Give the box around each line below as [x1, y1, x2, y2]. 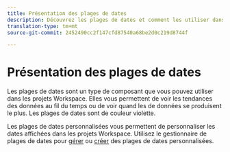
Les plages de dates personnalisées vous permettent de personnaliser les [7, 123, 216, 131]
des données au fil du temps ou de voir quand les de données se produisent [7, 102, 222, 110]
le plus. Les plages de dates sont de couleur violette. [7, 109, 156, 117]
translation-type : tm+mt [7, 23, 78, 29]
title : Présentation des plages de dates [7, 10, 127, 17]
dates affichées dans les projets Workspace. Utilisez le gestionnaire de [7, 129, 207, 138]
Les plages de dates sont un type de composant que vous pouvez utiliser [7, 87, 214, 96]
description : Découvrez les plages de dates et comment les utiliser [7, 16, 210, 23]
